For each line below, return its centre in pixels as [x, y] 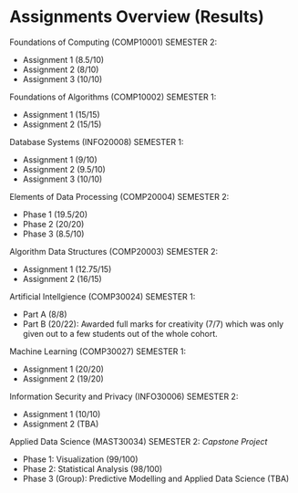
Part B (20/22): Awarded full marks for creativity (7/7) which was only [153, 324]
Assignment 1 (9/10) [60, 159]
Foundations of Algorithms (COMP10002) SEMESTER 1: [113, 97]
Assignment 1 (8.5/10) [63, 59]
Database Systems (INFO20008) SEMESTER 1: [97, 142]
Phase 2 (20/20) [53, 224]
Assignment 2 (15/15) [62, 124]
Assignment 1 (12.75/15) [67, 269]
